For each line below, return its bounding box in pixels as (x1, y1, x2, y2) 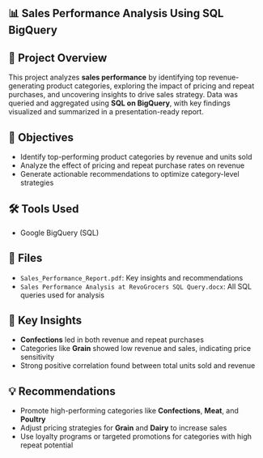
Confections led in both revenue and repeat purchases (19, 335, 205, 345)
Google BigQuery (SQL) (19, 228, 100, 238)
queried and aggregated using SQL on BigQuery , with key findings (8, 98, 231, 108)
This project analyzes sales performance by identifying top (8, 72, 207, 83)
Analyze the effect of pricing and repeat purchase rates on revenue (19, 161, 245, 170)
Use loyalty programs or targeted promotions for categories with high (19, 432, 252, 442)
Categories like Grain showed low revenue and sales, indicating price (19, 344, 252, 353)
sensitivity (19, 352, 55, 362)
